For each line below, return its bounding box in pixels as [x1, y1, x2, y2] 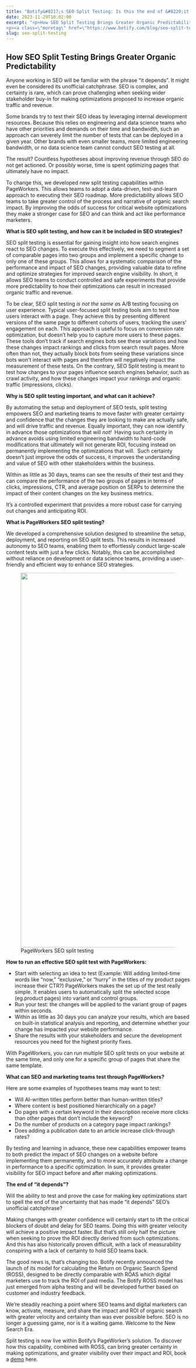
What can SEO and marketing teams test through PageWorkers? [6, 1073, 164, 1080]
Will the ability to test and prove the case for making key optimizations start [6, 1192, 187, 1199]
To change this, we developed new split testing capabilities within [6, 179, 164, 186]
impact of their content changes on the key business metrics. [6, 489, 153, 496]
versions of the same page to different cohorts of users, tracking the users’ [6, 318, 187, 325]
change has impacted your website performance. [14, 1026, 133, 1033]
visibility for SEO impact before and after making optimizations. [6, 1169, 157, 1177]
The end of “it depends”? [6, 1181, 69, 1188]
